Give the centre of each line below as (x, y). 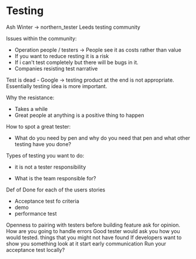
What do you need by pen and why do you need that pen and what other (102, 138)
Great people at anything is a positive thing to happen (80, 115)
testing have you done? (43, 144)
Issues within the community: (42, 38)
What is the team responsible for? (55, 178)
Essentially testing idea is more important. (57, 86)
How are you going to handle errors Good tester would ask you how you (93, 231)
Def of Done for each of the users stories (56, 190)
